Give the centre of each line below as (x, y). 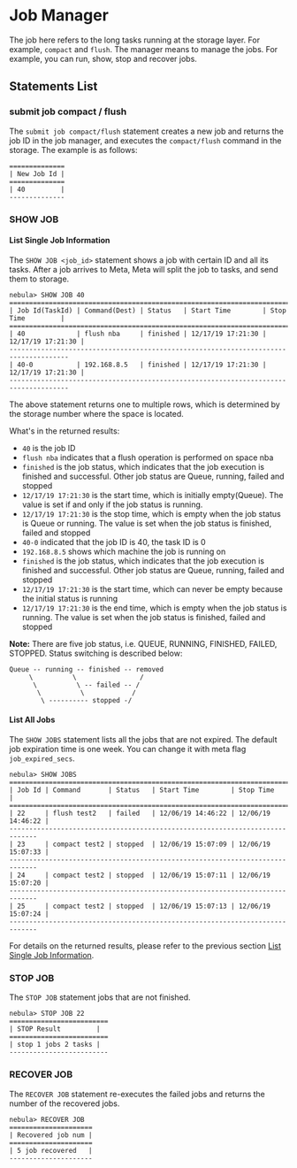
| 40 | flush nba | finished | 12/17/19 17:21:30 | (138, 334)
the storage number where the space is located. (96, 413)
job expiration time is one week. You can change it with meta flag (128, 749)
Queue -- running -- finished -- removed (87, 669)
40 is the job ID (49, 448)
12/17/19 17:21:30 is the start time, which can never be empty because (152, 588)
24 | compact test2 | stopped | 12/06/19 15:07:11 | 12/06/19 (144, 875)
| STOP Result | (55, 1029)
